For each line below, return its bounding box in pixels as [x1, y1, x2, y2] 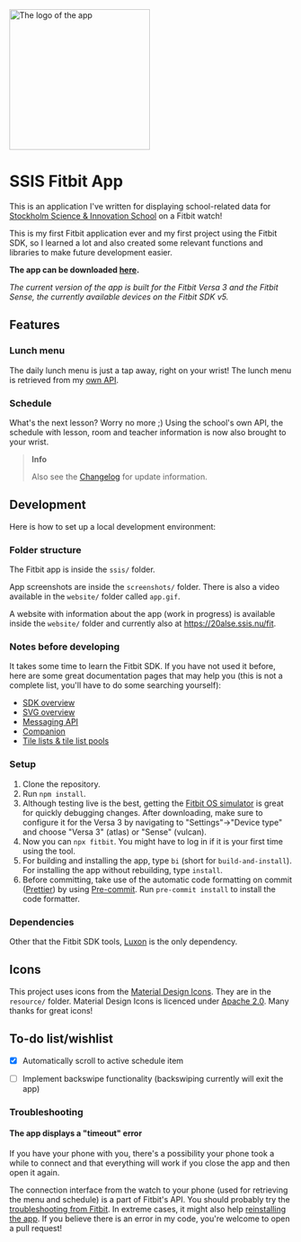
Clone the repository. [22, 778, 101, 790]
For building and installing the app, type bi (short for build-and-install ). [22, 854, 292, 866]
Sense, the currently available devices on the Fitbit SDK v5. [9, 291, 229, 302]
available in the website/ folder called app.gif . [9, 591, 181, 602]
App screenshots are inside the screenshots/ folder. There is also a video [9, 582, 280, 593]
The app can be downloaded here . [9, 264, 140, 275]
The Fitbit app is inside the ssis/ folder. [9, 564, 155, 575]
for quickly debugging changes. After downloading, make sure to [22, 807, 263, 818]
